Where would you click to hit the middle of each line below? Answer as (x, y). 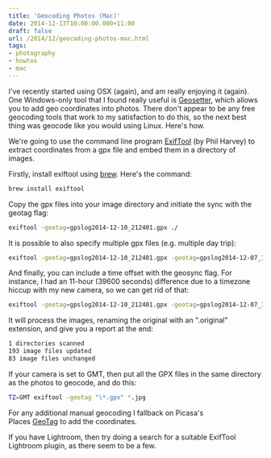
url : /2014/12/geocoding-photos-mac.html (79, 38)
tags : (17, 46)
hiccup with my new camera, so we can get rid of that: (99, 290)
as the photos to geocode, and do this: (73, 382)
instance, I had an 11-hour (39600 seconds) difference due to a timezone (129, 281)
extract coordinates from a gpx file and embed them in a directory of (122, 149)
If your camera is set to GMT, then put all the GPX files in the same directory (135, 374)
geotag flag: (29, 212)
